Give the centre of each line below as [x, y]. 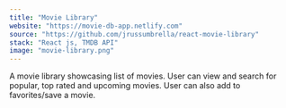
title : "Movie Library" [54, 17]
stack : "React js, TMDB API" [64, 42]
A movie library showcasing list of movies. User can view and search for [143, 76]
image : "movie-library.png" [62, 51]
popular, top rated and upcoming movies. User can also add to [125, 86]
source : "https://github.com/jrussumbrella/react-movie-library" [134, 34]
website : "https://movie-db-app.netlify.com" [96, 26]
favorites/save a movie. [53, 96]
